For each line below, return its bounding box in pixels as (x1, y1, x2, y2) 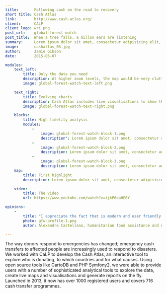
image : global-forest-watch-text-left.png (23, 81, 112, 86)
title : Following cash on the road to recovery (5, 7, 119, 12)
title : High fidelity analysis (23, 117, 88, 122)
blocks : (14, 113, 30, 118)
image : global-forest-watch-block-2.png (40, 145, 126, 150)
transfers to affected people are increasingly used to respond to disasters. (5, 246, 158, 252)
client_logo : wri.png (5, 26, 50, 31)
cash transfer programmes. (5, 283, 61, 289)
